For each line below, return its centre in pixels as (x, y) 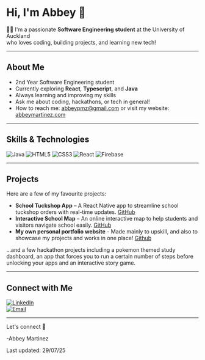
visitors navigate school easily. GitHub (63, 225)
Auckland (18, 35)
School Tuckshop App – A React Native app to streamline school (97, 206)
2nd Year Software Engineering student (65, 82)
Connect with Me (40, 288)
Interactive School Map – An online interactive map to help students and (106, 219)
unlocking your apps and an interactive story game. (71, 263)
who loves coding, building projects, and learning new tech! (81, 42)
